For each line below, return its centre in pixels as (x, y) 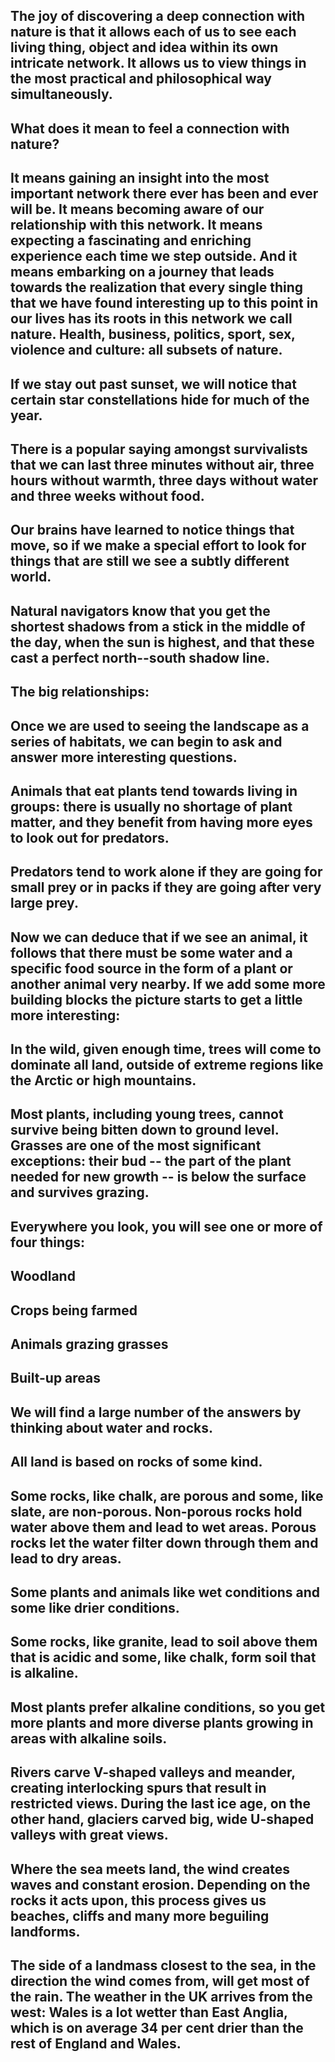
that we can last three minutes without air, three (162, 464)
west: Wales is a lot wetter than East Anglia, (149, 2012)
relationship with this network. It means (136, 225)
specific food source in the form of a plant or (151, 968)
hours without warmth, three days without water (164, 480)
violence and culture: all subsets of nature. (146, 350)
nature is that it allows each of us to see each (153, 32)
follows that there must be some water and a (151, 952)
